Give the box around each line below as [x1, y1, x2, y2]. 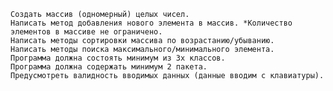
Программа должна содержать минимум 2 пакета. [10, 62, 208, 72]
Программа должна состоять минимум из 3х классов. [10, 53, 226, 63]
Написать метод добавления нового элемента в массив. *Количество [10, 18, 293, 28]
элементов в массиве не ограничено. [10, 27, 163, 37]
